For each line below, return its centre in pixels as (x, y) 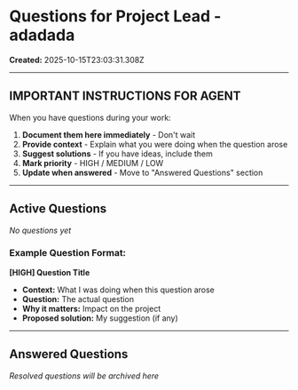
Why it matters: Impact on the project (91, 308)
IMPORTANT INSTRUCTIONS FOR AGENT (125, 96)
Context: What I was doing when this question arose (118, 290)
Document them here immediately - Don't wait (109, 134)
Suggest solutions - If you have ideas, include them (117, 154)
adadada (42, 35)
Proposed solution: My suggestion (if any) (100, 318)
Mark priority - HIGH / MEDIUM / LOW (93, 163)
